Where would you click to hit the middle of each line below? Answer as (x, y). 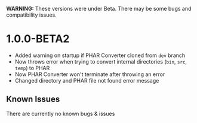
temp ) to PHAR (32, 68)
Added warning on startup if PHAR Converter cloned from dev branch (100, 55)
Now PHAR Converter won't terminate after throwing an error (90, 74)
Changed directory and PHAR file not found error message (87, 80)
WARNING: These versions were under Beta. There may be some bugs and (99, 9)
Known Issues (33, 100)
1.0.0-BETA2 (38, 39)
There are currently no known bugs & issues (61, 113)
